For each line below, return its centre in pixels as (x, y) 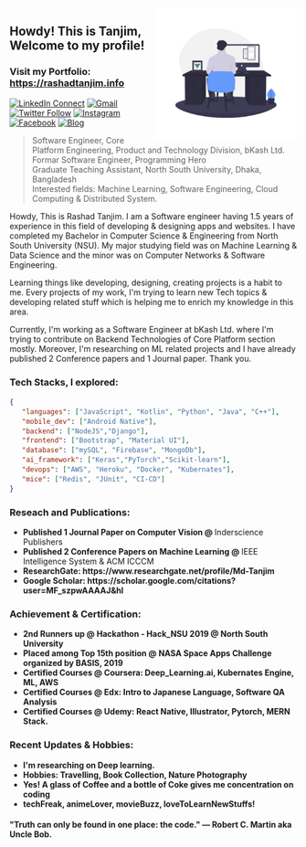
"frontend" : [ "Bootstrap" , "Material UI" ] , (106, 440)
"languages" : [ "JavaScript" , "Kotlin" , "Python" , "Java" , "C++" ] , (151, 412)
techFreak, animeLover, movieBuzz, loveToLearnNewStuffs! (139, 804)
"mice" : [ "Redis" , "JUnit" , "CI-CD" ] (94, 479)
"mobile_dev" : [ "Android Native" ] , (89, 421)
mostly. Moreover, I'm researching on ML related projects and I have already (153, 348)
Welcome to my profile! (77, 46)
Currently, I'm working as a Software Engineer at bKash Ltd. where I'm (142, 329)
